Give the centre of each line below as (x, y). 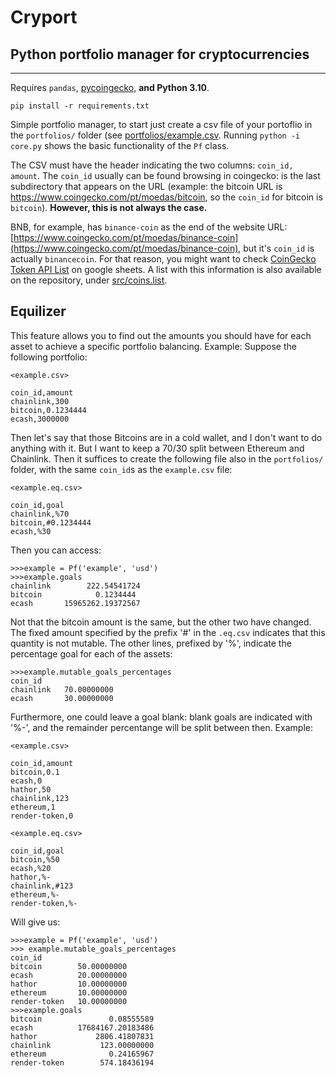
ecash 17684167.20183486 (82, 1027)
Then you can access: (56, 550)
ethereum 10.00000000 (69, 992)
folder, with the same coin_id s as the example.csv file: (121, 469)
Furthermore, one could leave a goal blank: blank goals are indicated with (161, 717)
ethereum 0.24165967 (82, 1054)
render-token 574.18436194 (82, 1062)
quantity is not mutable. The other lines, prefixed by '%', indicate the (151, 643)
